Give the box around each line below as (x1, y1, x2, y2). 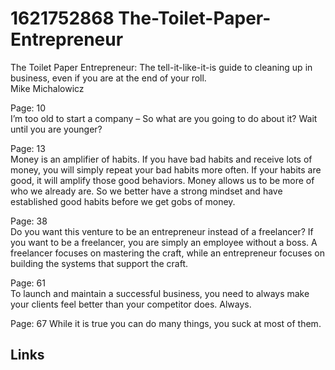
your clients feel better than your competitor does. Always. (10, 298, 252, 310)
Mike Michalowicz (10, 82, 85, 94)
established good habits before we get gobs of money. (10, 195, 236, 207)
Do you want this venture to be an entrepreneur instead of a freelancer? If (10, 225, 314, 237)
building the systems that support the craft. (10, 257, 189, 269)
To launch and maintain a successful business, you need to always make (10, 287, 310, 299)
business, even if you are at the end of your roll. (10, 72, 207, 84)
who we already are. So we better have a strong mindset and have (10, 185, 283, 197)
